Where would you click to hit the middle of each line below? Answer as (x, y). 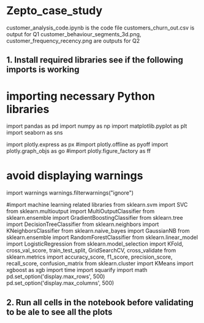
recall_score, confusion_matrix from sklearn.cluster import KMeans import (100, 263)
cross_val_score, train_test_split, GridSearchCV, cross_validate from (91, 251)
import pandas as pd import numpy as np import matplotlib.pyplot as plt (97, 126)
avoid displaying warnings (75, 176)
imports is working (43, 70)
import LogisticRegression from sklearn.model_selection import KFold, (95, 244)
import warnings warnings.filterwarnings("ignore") (70, 193)
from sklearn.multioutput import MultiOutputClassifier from (81, 211)
